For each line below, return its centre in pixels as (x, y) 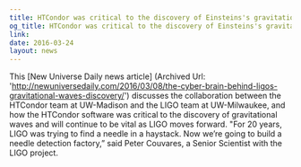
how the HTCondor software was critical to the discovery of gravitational (143, 115)
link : (19, 34)
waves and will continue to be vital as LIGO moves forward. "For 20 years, (146, 124)
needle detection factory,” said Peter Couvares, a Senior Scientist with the (146, 144)
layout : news (34, 51)
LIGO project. (34, 153)
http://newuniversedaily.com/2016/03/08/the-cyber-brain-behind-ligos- (145, 86)
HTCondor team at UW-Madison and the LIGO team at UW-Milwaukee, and (147, 105)
